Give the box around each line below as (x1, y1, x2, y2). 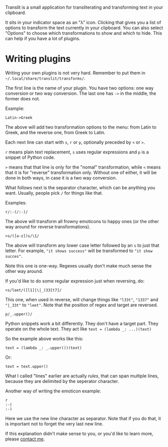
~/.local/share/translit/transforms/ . (5, 75, 86, 81)
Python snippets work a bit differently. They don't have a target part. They (5, 320, 158, 326)
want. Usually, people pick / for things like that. (5, 190, 103, 196)
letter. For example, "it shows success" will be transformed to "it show (5, 247, 153, 254)
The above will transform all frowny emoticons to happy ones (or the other (5, 218, 159, 224)
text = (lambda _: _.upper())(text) (5, 345, 82, 350)
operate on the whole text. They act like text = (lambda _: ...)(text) (5, 325, 152, 332)
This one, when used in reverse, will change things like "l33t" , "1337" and (5, 296, 158, 302)
